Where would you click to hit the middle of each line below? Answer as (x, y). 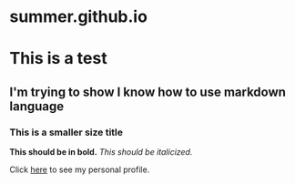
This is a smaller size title (66, 132)
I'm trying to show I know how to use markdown (148, 92)
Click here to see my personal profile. (80, 169)
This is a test (58, 59)
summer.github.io (79, 17)
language (37, 106)
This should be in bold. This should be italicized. (101, 152)
